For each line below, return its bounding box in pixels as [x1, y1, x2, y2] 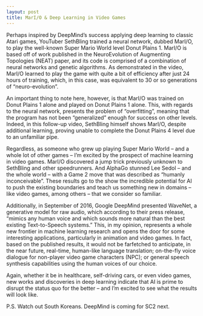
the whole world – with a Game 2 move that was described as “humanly [6, 170, 185, 178]
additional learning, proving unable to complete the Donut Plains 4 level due [6, 127, 196, 134]
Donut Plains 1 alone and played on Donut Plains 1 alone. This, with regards [6, 101, 193, 108]
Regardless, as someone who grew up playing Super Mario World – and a [6, 145, 190, 152]
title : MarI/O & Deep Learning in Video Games [6, 15, 126, 21]
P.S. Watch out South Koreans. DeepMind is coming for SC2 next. [6, 303, 170, 310]
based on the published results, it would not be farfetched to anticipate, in [6, 240, 191, 247]
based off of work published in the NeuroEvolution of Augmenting [6, 50, 171, 58]
